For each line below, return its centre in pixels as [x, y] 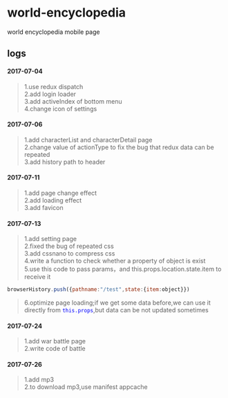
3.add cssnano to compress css [69, 254]
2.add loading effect [53, 200]
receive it [37, 277]
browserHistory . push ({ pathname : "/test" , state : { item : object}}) [98, 290]
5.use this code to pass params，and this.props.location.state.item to [123, 269]
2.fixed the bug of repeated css [69, 246]
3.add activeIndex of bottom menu [73, 101]
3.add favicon [44, 207]
